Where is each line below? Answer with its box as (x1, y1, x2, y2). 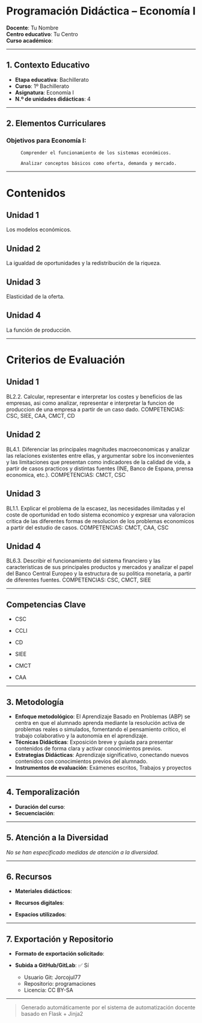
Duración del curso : (14, 803, 66, 810)
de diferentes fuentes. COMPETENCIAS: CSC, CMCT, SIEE (6, 576, 151, 583)
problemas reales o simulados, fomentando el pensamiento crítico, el (14, 726, 186, 733)
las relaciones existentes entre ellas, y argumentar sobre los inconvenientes (6, 452, 194, 459)
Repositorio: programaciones (23, 980, 96, 987)
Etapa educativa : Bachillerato (14, 76, 89, 83)
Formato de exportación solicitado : (14, 950, 105, 957)
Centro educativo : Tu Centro (6, 30, 78, 37)
